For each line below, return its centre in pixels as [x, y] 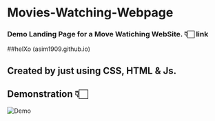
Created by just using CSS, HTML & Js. [92, 70]
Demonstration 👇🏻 [48, 94]
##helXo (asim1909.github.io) [49, 49]
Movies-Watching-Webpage [90, 13]
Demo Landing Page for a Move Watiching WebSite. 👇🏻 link [108, 34]
